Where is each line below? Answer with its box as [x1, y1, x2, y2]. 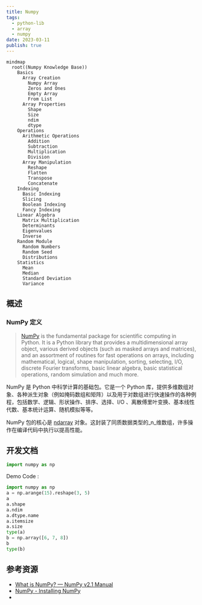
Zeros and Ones [28, 85, 66, 91]
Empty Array [28, 90, 58, 97]
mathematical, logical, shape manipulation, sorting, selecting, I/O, [21, 358, 184, 365]
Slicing [22, 196, 42, 202]
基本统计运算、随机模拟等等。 [22, 405, 96, 413]
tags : [6, 14, 20, 21]
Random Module [17, 238, 52, 244]
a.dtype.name [6, 512, 39, 519]
